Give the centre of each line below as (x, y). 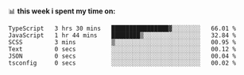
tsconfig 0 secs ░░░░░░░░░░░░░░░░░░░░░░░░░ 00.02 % (122, 63)
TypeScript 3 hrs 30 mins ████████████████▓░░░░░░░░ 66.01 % (122, 28)
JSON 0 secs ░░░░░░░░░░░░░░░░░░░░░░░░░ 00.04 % (122, 56)
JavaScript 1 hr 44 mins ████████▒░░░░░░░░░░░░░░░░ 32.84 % (122, 36)
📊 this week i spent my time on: (62, 11)
